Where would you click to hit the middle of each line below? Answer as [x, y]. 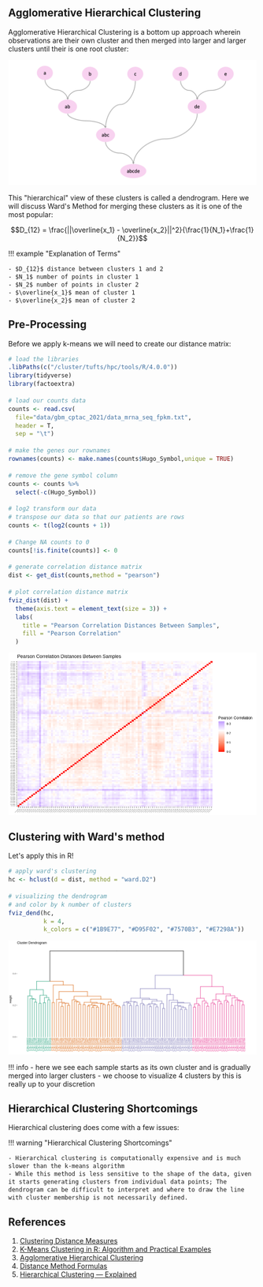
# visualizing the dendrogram [58, 896]
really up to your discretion [52, 1083]
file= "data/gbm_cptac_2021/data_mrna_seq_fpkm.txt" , [104, 417]
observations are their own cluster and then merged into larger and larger [127, 40]
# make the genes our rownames [59, 451]
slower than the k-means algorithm [67, 1166]
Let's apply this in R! [41, 856]
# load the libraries [44, 359]
